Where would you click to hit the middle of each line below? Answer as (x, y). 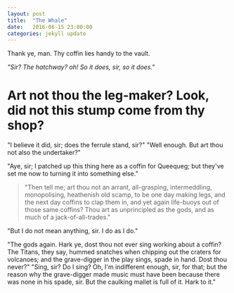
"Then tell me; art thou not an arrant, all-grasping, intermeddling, (118, 187)
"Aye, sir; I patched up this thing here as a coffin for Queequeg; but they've (116, 166)
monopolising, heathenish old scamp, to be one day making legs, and (125, 195)
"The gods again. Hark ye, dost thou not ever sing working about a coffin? (115, 244)
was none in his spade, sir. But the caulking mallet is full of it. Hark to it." (112, 282)
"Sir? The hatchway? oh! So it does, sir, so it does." (81, 67)
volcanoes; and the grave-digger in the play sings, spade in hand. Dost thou (117, 260)
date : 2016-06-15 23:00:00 (50, 27)
